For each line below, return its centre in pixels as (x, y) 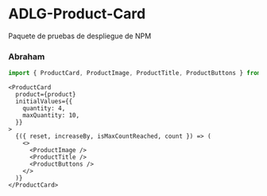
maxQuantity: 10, (51, 116)
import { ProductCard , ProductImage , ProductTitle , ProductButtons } (126, 73)
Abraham (27, 57)
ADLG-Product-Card (77, 14)
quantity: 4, (44, 108)
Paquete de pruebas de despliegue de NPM (80, 36)
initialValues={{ (44, 102)
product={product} (46, 95)
